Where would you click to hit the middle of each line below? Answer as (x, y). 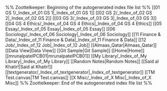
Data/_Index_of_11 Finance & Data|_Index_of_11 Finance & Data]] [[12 (76, 40)
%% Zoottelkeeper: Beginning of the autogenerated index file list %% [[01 (82, 7)
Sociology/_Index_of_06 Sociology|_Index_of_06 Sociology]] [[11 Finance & (83, 34)
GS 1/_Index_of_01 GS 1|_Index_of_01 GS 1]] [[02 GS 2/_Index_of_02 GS (79, 13)
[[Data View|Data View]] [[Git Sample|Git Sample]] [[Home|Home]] (75, 51)
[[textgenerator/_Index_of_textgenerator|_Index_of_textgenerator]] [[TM (80, 72)
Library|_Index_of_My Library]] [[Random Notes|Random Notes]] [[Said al (82, 61)
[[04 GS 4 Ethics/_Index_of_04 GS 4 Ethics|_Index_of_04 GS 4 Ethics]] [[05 (83, 23)
